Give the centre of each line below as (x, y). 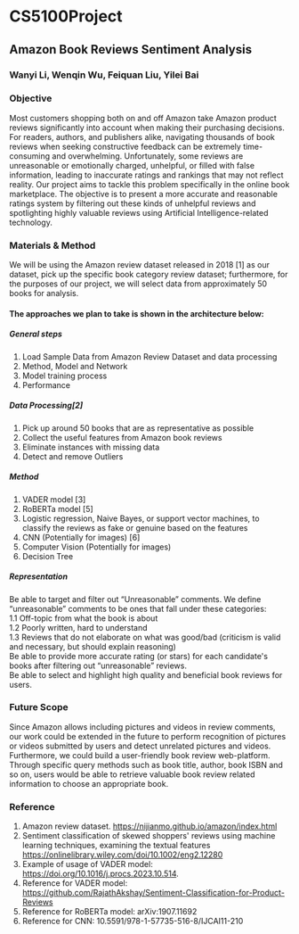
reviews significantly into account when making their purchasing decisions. (147, 128)
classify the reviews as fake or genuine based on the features (135, 527)
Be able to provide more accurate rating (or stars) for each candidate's (139, 656)
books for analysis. (44, 293)
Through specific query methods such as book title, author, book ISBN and (146, 765)
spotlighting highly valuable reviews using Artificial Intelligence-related (139, 212)
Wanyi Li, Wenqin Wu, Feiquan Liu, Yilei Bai (104, 75)
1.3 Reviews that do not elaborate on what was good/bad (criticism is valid (145, 637)
